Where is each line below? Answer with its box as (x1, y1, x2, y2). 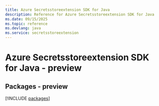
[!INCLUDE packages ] (5, 96, 50, 101)
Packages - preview (5, 82, 68, 91)
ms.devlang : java (5, 26, 41, 31)
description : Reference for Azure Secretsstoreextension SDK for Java (5, 12, 155, 17)
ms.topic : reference (5, 21, 48, 26)
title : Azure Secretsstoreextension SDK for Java (5, 7, 110, 12)
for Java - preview (5, 63, 82, 74)
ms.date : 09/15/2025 (5, 16, 48, 21)
